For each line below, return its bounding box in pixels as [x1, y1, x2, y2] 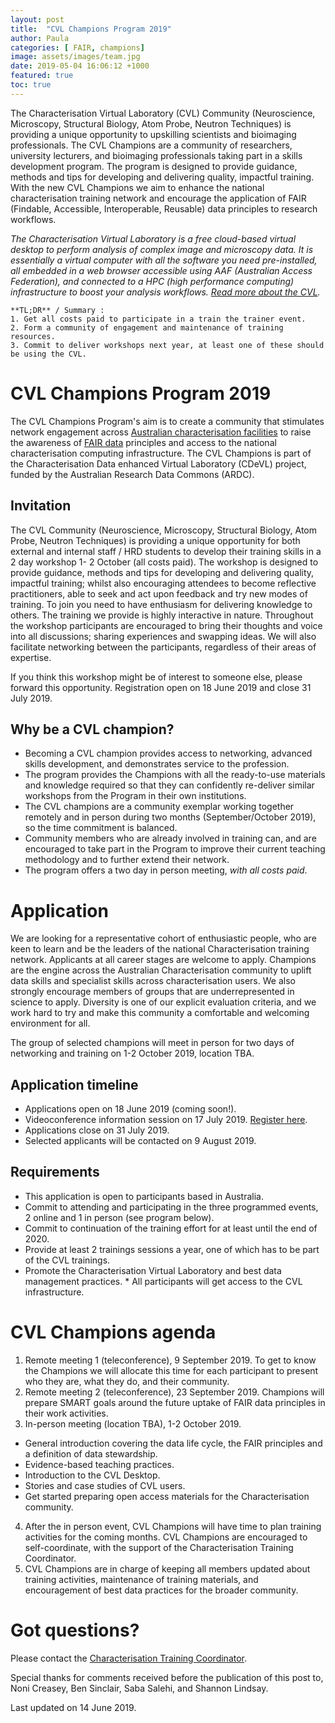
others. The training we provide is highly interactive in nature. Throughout [10, 609, 314, 621]
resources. [10, 331, 56, 341]
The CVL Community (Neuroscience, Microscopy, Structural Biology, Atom [10, 524, 317, 536]
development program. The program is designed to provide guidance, [10, 160, 298, 172]
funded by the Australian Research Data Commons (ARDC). [10, 468, 255, 480]
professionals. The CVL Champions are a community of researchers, [10, 139, 293, 151]
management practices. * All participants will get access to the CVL [24, 1275, 303, 1287]
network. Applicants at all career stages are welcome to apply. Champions [10, 954, 317, 966]
